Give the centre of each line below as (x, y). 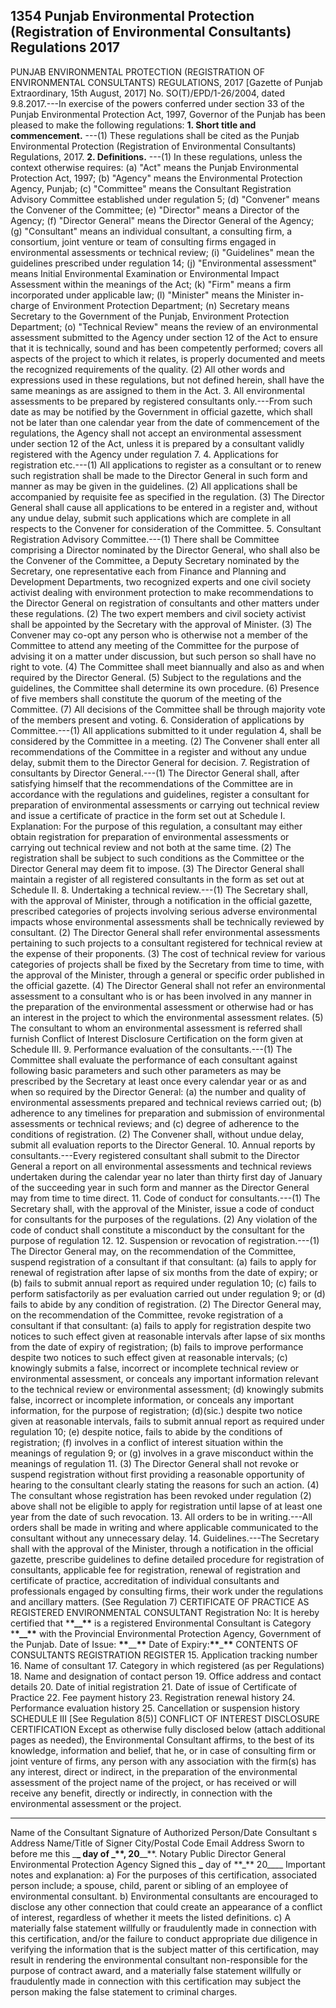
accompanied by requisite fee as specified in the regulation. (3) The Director (167, 496)
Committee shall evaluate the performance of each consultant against (154, 1060)
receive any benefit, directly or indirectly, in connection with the (141, 1793)
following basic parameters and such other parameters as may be (146, 1070)
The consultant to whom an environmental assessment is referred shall (156, 1028)
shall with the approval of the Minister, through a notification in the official (162, 1548)
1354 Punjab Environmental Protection (132, 16)
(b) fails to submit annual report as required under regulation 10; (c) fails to (163, 1283)
